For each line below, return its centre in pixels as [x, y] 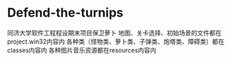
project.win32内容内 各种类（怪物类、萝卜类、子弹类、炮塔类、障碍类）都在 [116, 41]
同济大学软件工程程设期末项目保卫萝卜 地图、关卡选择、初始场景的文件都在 [114, 33]
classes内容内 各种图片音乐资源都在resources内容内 [82, 50]
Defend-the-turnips [65, 13]
